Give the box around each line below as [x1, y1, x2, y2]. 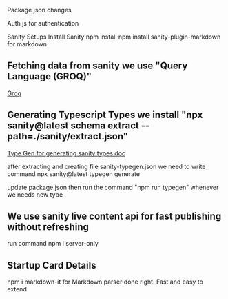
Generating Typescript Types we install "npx [7, 109, 203, 121]
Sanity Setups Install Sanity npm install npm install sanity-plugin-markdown [7, 32, 221, 41]
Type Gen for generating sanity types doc [7, 148, 126, 157]
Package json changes [7, 6, 72, 14]
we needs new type [7, 190, 63, 199]
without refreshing [7, 221, 90, 233]
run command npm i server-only [7, 240, 99, 248]
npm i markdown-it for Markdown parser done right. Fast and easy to [7, 278, 203, 286]
